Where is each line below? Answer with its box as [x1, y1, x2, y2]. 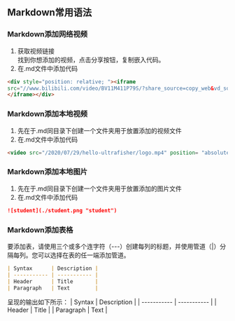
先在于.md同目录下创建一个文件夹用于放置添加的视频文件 [17, 126, 182, 135]
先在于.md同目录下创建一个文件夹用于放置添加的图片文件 [17, 184, 182, 193]
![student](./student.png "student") [7, 207, 117, 214]
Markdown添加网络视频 [7, 29, 88, 39]
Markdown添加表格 [7, 225, 73, 235]
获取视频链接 [17, 46, 55, 55]
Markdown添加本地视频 [7, 109, 88, 119]
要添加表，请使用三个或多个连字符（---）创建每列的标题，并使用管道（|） [7, 242, 220, 250]
